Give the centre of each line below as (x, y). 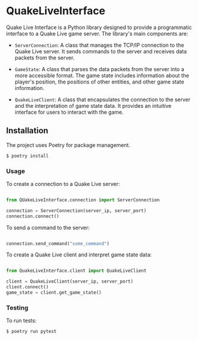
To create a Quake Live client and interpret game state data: (79, 255)
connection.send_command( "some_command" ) (58, 243)
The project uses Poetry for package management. (68, 145)
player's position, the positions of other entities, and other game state (99, 82)
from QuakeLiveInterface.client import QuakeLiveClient (76, 271)
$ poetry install (27, 156)
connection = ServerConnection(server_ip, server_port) (76, 211)
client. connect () (27, 287)
